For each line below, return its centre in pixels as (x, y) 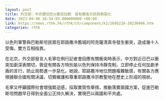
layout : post (18, 10)
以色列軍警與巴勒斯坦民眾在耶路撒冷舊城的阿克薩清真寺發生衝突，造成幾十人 (82, 42)
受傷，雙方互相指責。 (26, 48)
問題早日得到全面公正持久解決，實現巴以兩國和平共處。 (69, 94)
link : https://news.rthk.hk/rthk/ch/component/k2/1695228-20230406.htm (79, 23)
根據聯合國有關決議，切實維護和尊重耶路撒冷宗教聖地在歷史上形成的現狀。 (80, 77)
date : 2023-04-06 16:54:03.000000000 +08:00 (51, 19)
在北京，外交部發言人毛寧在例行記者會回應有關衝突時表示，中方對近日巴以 (80, 59)
